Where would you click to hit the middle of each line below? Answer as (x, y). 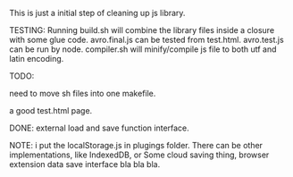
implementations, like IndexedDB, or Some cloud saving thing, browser (139, 155)
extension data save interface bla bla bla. (85, 164)
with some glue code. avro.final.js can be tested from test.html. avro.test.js (146, 40)
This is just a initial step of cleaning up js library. (97, 13)
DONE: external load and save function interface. (99, 128)
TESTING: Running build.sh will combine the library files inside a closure (142, 30)
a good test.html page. (51, 110)
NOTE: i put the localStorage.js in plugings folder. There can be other (136, 145)
